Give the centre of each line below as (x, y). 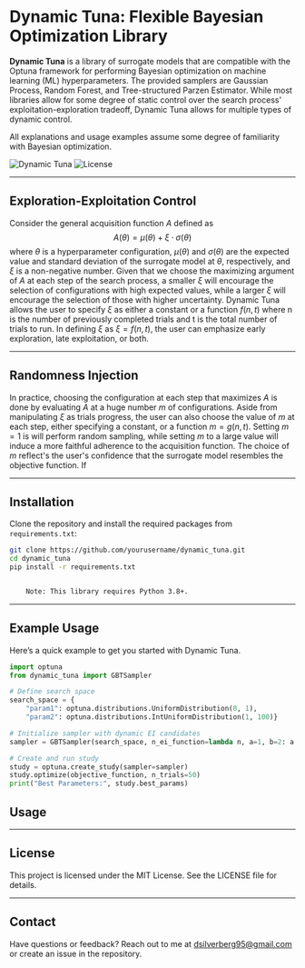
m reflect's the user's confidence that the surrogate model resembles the (147, 455)
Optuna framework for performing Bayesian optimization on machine (138, 71)
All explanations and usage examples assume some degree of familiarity (144, 136)
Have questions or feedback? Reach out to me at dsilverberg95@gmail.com (151, 943)
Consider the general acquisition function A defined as (112, 223)
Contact (33, 922)
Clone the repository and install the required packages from (121, 524)
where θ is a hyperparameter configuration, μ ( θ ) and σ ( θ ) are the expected (149, 251)
